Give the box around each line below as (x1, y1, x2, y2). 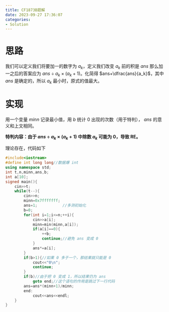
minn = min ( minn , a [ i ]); (32, 222, 79, 227)
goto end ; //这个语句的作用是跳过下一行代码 (32, 279, 115, 284)
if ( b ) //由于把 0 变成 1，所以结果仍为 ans (23, 274, 106, 279)
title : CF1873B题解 (5, 7, 45, 13)
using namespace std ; (5, 165, 52, 170)
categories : (5, 17, 31, 22)
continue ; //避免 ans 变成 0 (41, 236, 99, 242)
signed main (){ (5, 179, 38, 184)
